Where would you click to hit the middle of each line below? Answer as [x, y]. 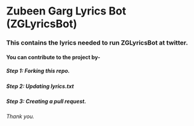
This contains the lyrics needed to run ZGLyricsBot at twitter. [97, 43]
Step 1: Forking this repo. [38, 71]
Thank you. [20, 116]
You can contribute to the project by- [53, 57]
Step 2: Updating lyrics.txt [40, 86]
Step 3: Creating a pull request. [46, 101]
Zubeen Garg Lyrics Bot [66, 11]
